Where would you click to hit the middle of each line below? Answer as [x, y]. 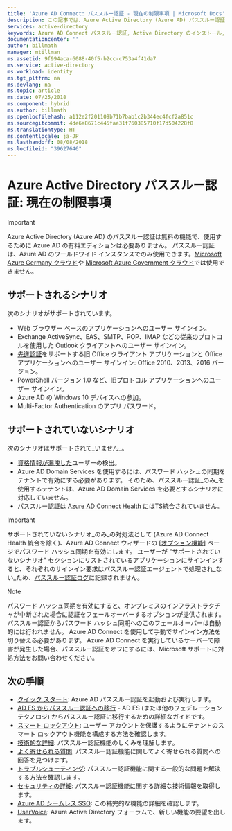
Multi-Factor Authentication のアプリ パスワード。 [88, 405]
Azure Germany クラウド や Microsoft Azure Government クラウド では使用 [113, 262]
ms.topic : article [34, 91]
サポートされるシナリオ [57, 295]
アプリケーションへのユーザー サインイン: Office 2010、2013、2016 [114, 362]
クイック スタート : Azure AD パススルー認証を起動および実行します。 [116, 699]
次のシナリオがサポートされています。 [62, 313]
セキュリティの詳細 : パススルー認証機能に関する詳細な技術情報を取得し [119, 786]
